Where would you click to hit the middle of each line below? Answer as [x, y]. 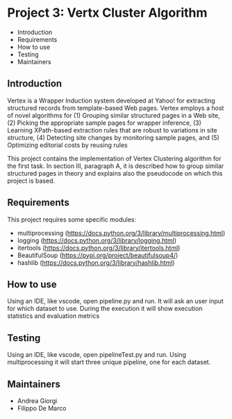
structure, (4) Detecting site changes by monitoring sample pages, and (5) [114, 137]
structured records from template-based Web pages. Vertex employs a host [116, 108]
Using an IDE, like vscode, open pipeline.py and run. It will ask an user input [115, 301]
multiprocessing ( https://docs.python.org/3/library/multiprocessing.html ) [121, 233]
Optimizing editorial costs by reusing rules [67, 145]
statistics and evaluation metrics [53, 316]
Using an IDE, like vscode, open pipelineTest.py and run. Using [97, 355]
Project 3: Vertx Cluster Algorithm [107, 13]
